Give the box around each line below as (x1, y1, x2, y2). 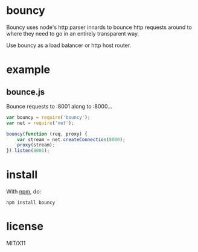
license (6, 219, 44, 233)
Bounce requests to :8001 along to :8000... (6, 102, 113, 110)
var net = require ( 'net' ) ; (6, 120, 74, 126)
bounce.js (6, 87, 45, 97)
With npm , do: (6, 188, 42, 195)
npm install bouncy (6, 200, 56, 206)
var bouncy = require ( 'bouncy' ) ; (6, 114, 91, 121)
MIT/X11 (6, 239, 26, 247)
